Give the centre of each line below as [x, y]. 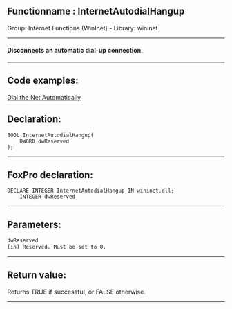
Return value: [37, 275]
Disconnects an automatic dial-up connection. [75, 51]
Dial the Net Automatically [44, 97]
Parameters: [34, 224]
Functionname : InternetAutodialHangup [96, 11]
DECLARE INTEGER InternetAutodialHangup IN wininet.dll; [91, 191]
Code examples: [43, 81]
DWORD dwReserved [45, 141]
